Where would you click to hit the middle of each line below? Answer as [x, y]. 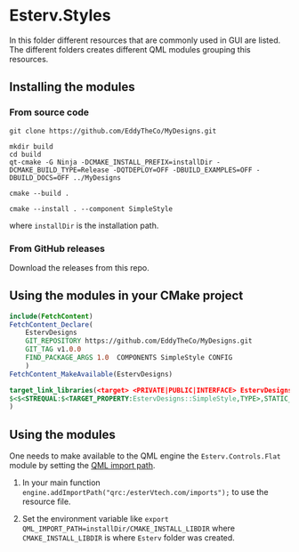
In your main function [61, 483]
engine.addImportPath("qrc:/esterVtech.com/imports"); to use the [145, 492]
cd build [25, 154]
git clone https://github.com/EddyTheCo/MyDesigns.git [113, 131]
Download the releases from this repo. [79, 267]
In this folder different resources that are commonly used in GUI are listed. [145, 40]
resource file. [46, 502]
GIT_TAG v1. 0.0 [53, 349]
